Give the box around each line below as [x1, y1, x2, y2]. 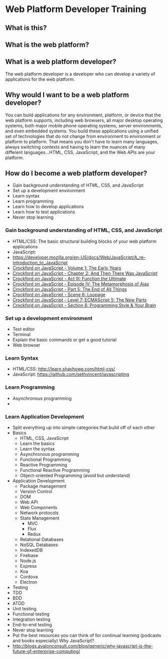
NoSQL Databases [20, 542, 59, 548]
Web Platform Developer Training [5, 4, 147, 15]
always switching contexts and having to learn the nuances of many [5, 144, 145, 150]
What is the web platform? [5, 40, 89, 49]
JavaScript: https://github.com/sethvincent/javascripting [12, 371, 129, 377]
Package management [20, 483, 67, 489]
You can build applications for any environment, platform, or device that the [5, 112, 161, 118]
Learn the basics [20, 440, 55, 446]
